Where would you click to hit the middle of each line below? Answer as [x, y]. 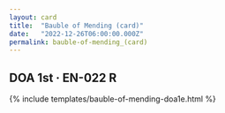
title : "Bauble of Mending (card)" [76, 26]
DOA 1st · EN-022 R [63, 77]
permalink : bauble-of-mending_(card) [79, 42]
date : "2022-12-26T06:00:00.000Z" [76, 34]
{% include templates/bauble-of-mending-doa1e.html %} [112, 99]
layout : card [33, 17]
